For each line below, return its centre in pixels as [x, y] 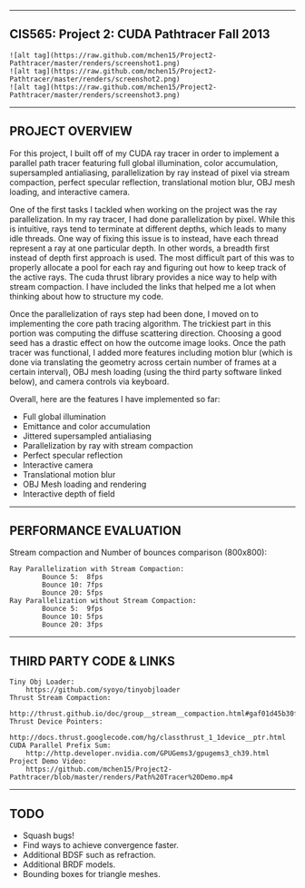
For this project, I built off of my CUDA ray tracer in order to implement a [144, 153]
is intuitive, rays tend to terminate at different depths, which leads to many [148, 229]
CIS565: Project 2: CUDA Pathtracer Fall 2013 [140, 34]
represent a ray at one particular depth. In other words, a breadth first [140, 248]
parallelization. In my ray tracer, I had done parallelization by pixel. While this [152, 219]
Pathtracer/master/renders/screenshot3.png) [95, 95]
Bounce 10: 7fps [73, 585]
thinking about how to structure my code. [87, 296]
